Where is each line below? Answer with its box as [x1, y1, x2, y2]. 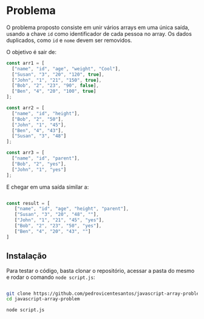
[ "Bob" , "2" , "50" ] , [12, 116, 64, 122]
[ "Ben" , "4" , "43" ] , [12, 127, 64, 133]
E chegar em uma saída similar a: [6, 183, 89, 190]
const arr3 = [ [6, 150, 45, 156]
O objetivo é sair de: [6, 48, 56, 55]
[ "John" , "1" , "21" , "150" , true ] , [12, 77, 102, 83]
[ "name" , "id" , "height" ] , [12, 110, 80, 116]
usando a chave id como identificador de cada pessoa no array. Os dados [6, 30, 192, 37]
